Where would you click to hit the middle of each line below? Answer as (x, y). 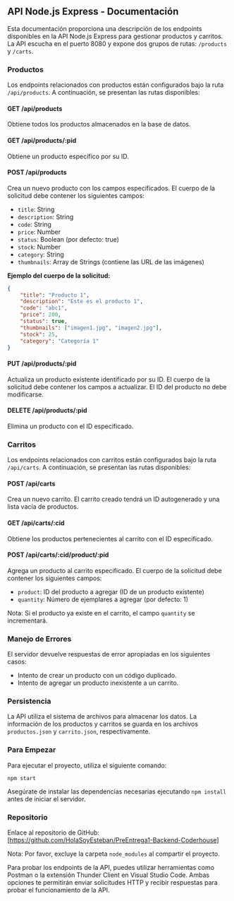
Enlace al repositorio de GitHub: (54, 832)
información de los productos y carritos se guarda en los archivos (103, 724)
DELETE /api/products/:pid (47, 411)
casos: (17, 662)
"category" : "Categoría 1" (60, 341)
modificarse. (26, 394)
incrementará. (27, 620)
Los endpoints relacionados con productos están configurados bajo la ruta (116, 85)
